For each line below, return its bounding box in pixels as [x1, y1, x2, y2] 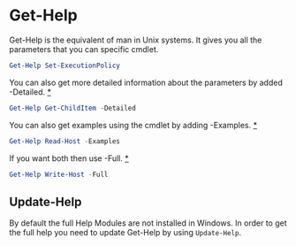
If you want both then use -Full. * [9, 152, 130, 164]
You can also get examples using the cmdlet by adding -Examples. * [9, 119, 258, 130]
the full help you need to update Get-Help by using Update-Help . [9, 227, 241, 238]
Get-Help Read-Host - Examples [9, 136, 121, 146]
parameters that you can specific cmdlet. [9, 43, 159, 54]
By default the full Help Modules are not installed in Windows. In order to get [9, 218, 287, 228]
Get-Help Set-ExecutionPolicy [9, 61, 121, 70]
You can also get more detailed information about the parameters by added [9, 77, 283, 88]
